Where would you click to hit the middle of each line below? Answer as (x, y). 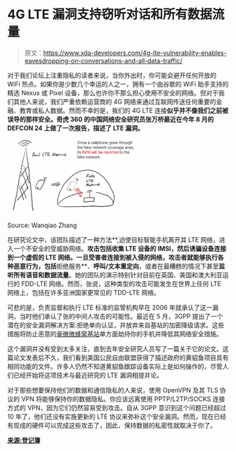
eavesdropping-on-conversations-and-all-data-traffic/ (103, 61)
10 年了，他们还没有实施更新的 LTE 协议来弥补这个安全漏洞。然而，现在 (111, 417)
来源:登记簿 (24, 440)
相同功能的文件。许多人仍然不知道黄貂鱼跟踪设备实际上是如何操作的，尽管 (115, 366)
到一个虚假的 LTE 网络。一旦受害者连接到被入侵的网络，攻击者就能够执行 (113, 257)
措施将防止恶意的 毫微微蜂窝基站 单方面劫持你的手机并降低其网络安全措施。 (115, 334)
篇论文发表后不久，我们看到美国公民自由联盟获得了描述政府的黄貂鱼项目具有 (118, 357)
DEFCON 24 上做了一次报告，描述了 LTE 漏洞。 (76, 128)
